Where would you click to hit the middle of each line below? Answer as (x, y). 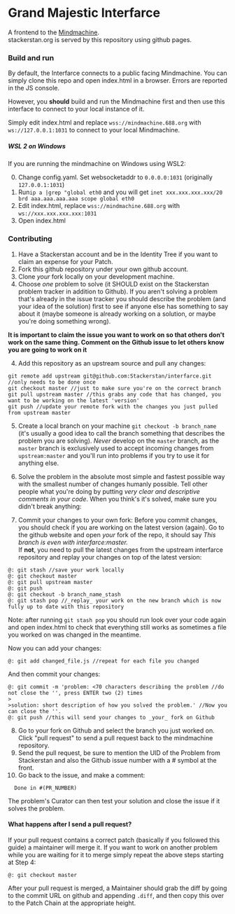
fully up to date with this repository (66, 607)
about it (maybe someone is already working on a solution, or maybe (117, 314)
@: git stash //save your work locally (66, 570)
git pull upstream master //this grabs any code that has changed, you (114, 394)
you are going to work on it (48, 349)
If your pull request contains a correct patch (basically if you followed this (114, 840)
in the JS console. (34, 88)
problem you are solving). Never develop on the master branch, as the (119, 441)
